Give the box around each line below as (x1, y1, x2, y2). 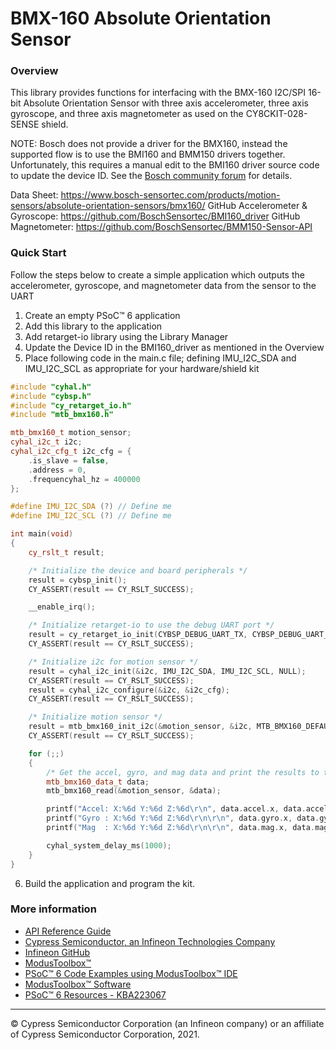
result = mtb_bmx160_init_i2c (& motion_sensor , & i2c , (28, 722, 253, 732)
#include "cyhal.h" (10, 382, 92, 392)
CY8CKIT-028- (245, 108, 308, 120)
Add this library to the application (24, 320, 163, 332)
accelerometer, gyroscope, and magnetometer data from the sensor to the (10, 279, 317, 291)
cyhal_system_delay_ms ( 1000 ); (46, 840, 172, 851)
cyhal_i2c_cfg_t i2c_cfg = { (10, 447, 132, 457)
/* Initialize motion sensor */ (28, 712, 163, 722)
